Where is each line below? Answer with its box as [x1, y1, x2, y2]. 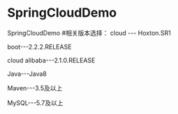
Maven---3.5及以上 [7, 83, 63, 92]
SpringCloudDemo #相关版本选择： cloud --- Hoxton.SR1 [7, 28, 171, 37]
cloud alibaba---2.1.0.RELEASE [7, 56, 96, 64]
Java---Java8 [7, 70, 47, 78]
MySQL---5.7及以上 [7, 99, 64, 107]
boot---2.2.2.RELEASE [7, 42, 72, 51]
